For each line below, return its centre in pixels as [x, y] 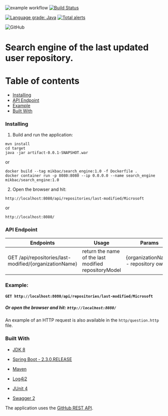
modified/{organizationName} [42, 263]
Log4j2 [20, 378]
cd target [15, 149]
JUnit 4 [20, 388]
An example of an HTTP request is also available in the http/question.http [82, 320]
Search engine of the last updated [77, 47]
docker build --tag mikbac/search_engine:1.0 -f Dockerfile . [71, 171]
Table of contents [42, 81]
